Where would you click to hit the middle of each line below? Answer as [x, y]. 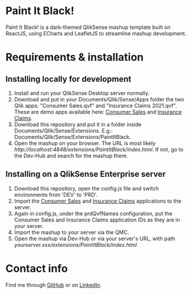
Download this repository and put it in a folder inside [78, 124]
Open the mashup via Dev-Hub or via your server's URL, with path [95, 238]
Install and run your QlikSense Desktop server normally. [82, 93]
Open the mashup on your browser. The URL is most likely [85, 143]
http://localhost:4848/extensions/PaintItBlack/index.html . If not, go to [99, 149]
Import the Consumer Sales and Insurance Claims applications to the [97, 201]
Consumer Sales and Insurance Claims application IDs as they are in [97, 220]
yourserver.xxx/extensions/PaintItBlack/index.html [75, 245]
